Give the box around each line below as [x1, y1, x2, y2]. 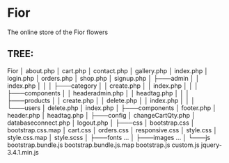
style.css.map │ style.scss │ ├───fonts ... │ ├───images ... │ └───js [7, 133, 211, 141]
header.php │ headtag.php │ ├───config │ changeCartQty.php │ [7, 111, 196, 119]
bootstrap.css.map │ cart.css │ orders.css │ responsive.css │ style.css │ [7, 125, 218, 134]
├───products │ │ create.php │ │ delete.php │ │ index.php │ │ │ [7, 96, 196, 104]
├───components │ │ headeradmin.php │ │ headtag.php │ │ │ [7, 88, 190, 97]
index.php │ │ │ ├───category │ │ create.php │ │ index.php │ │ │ [7, 81, 198, 90]
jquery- [200, 141, 223, 149]
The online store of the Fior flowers [7, 28, 109, 36]
